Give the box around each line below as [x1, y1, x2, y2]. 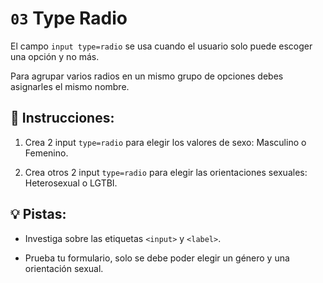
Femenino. [24, 147, 69, 159]
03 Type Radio [10, 7, 128, 30]
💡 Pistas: [10, 206, 67, 223]
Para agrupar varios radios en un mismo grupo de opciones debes [10, 70, 284, 82]
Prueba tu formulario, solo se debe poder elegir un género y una [24, 252, 290, 264]
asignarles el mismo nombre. [10, 80, 130, 92]
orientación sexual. [24, 262, 104, 274]
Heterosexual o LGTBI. [24, 177, 118, 189]
